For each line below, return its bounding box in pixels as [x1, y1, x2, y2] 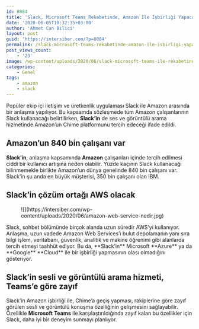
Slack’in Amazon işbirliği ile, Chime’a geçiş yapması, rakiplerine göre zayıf [6, 297, 187, 304]
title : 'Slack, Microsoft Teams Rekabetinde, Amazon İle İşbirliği [6, 14, 176, 20]
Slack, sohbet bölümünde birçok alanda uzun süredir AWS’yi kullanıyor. [6, 223, 180, 231]
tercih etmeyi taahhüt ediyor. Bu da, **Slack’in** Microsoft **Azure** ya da [6, 242, 192, 250]
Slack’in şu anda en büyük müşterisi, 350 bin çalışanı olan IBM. [6, 173, 160, 180]
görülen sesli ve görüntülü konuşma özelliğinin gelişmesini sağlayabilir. [6, 304, 179, 311]
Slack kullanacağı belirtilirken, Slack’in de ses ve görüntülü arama [6, 114, 167, 122]
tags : [6, 75, 20, 81]
